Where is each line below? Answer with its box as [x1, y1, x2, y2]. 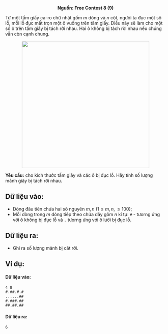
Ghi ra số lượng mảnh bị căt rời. [12, 245, 79, 251]
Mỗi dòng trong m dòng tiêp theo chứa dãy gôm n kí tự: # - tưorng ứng [12, 211, 160, 217]
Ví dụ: [5, 260, 24, 268]
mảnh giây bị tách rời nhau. [5, 178, 63, 184]
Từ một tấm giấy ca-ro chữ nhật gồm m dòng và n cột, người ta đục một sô [5, 15, 162, 20]
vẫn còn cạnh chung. [5, 31, 50, 37]
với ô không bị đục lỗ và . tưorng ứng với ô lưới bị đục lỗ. [12, 217, 131, 223]
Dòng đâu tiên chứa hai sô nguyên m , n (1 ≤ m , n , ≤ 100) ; [12, 206, 132, 212]
